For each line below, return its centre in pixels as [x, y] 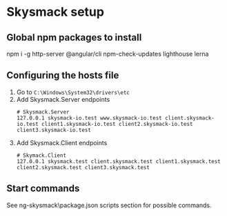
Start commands [43, 189]
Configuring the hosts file [63, 75]
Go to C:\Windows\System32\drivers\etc [73, 92]
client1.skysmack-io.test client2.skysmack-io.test [117, 124]
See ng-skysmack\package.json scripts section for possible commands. [109, 205]
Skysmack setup [56, 12]
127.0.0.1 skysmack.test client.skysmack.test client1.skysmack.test [119, 161]
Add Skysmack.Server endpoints [63, 99]
